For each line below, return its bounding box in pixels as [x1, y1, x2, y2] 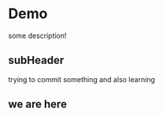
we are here [8, 98, 67, 111]
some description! [8, 31, 67, 40]
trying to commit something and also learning [8, 74, 156, 84]
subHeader [8, 54, 65, 67]
